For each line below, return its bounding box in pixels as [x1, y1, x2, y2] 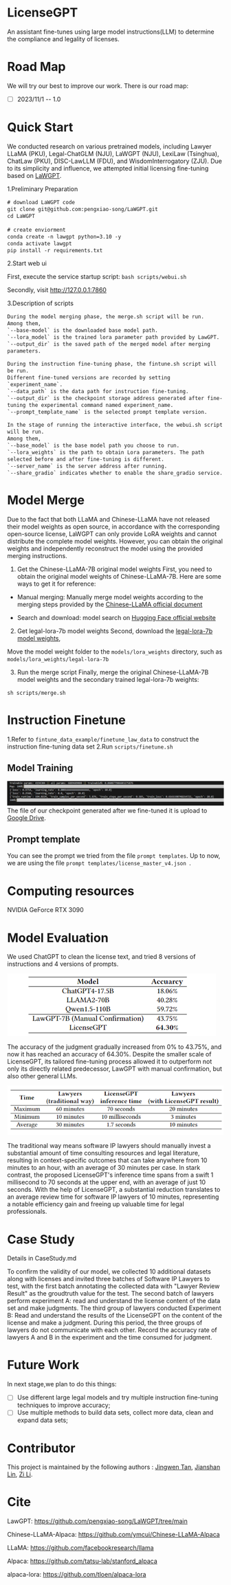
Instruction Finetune [7, 713, 126, 728]
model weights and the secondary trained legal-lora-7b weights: [16, 675, 199, 683]
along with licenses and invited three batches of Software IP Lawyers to [7, 1275, 210, 1283]
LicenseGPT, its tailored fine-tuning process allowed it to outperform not [7, 1057, 212, 1066]
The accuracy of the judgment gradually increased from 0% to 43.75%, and [7, 1043, 222, 1051]
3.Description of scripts [7, 299, 74, 307]
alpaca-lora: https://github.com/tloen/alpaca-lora [7, 1571, 146, 1579]
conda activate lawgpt [7, 240, 72, 247]
